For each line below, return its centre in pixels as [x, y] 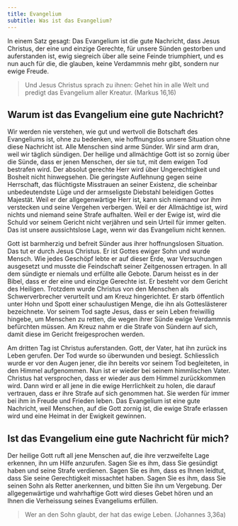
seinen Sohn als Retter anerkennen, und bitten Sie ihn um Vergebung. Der [115, 486]
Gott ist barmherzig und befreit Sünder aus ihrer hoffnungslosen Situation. [116, 244]
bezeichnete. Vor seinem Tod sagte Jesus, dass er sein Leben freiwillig [111, 312]
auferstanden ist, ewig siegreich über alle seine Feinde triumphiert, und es [115, 56]
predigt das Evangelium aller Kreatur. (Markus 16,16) [101, 92]
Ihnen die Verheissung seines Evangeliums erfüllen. [83, 501]
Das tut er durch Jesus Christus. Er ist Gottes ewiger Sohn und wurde [109, 251]
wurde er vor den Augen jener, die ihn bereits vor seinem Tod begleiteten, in [118, 363]
